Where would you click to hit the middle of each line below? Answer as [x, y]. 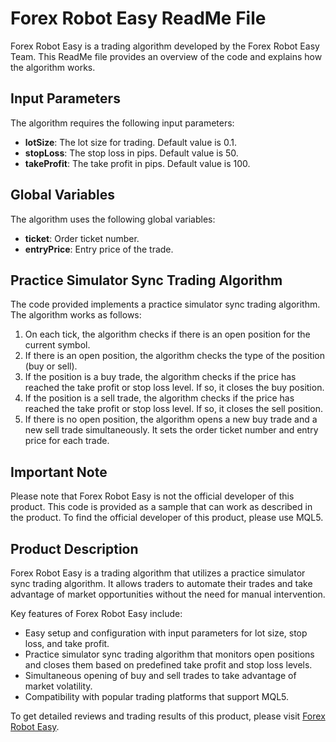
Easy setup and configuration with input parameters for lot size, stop [166, 633]
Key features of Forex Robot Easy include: [96, 613]
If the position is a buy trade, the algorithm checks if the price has [160, 377]
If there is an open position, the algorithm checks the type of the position [175, 356]
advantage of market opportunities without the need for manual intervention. [168, 594]
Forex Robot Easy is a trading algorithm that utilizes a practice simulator [158, 573]
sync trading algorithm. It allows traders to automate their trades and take [161, 583]
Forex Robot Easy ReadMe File [138, 18]
